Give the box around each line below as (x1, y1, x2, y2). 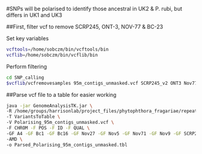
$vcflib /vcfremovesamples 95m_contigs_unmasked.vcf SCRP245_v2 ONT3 (6, 80, 182, 86)
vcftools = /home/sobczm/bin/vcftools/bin (6, 46, 109, 52)
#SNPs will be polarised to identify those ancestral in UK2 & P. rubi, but (6, 5, 182, 12)
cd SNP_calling (6, 75, 44, 81)
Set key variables (6, 35, 49, 42)
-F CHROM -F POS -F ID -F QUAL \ (6, 125, 90, 131)
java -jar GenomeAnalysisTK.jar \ (6, 102, 93, 109)
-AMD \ (6, 136, 23, 142)
